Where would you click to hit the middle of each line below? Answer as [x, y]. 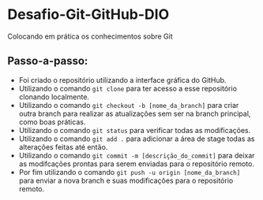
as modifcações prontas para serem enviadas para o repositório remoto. [136, 164]
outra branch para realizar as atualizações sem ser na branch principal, [135, 113]
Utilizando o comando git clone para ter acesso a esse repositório [128, 88]
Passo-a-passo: [48, 61]
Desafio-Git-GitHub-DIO [88, 15]
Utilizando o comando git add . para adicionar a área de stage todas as [137, 139]
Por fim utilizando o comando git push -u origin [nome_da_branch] [130, 172]
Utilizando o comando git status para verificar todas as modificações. [135, 130]
